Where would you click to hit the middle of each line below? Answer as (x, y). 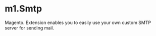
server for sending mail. (29, 27)
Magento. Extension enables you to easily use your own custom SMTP (78, 22)
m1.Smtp (23, 9)
